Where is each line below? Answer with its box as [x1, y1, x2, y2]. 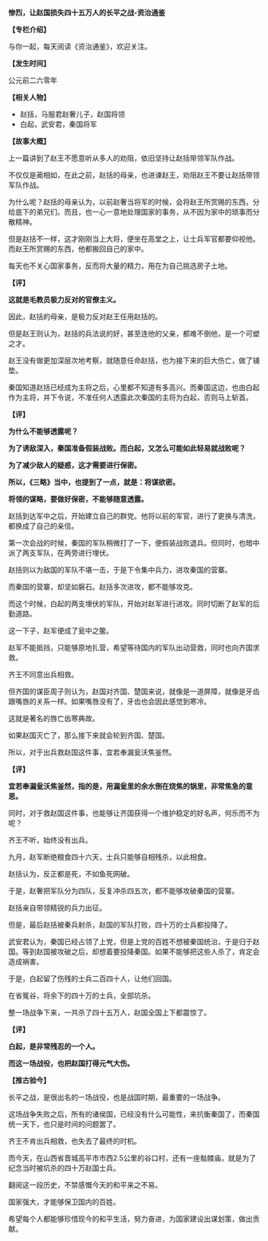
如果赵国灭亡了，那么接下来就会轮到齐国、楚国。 [8, 731, 169, 740]
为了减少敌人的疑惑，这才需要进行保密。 [8, 460, 141, 470]
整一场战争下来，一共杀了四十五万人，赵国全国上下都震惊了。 [8, 1008, 211, 1017]
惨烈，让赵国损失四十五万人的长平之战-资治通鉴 [8, 8, 166, 17]
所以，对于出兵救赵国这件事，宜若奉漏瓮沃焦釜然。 [8, 747, 176, 757]
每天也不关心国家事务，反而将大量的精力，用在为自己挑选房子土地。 [8, 261, 232, 270]
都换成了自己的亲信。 [8, 522, 78, 530]
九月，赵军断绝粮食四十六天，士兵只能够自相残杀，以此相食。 [8, 853, 211, 861]
